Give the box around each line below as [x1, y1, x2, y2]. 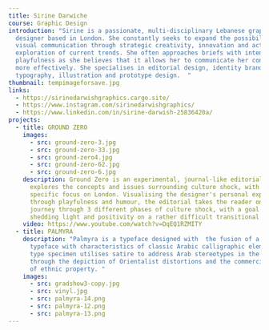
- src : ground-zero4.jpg [29, 153, 113, 161]
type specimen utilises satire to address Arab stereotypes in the [29, 250, 260, 258]
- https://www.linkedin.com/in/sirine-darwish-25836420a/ [15, 109, 214, 117]
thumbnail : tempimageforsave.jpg [8, 78, 120, 87]
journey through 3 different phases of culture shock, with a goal [29, 205, 260, 213]
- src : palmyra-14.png [29, 295, 106, 303]
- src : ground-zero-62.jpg [29, 161, 120, 169]
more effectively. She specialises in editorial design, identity [15, 64, 242, 72]
